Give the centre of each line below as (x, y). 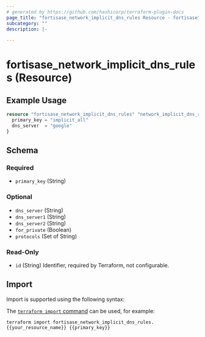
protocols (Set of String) (46, 236)
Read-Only (23, 252)
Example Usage (37, 100)
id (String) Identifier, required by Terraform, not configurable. (92, 265)
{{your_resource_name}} (37, 327)
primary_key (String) (40, 181)
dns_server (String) (39, 210)
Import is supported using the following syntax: (66, 299)
